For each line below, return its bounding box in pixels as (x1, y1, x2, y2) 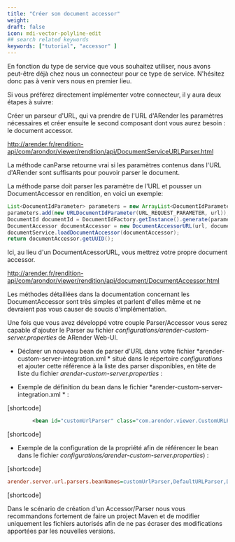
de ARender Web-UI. (58, 333, 118, 342)
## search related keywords (7, 36, 90, 43)
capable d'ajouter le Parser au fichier (7, 326, 114, 335)
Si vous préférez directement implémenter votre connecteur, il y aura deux (7, 90, 222, 99)
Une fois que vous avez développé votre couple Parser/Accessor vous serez (7, 319, 227, 327)
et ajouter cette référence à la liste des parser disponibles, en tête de (17, 362, 217, 370)
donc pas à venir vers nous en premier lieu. (7, 77, 132, 85)
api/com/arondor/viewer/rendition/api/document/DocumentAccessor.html (7, 277, 220, 285)
